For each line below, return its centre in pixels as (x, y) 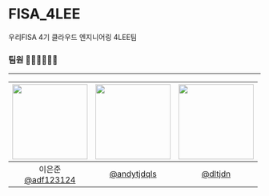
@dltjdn (216, 174)
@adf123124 (50, 180)
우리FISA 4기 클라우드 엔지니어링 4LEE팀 (73, 37)
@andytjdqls (133, 174)
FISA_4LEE (44, 14)
